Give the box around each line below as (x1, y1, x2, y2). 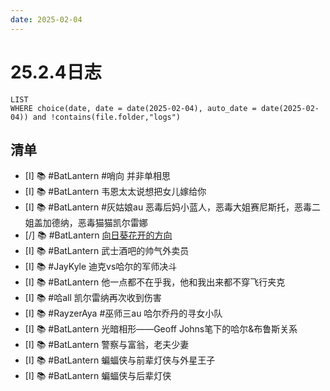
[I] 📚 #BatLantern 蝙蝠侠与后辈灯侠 (24, 370, 172, 382)
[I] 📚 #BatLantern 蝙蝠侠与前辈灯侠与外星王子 (24, 354, 216, 366)
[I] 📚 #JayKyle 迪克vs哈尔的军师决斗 (24, 261, 178, 273)
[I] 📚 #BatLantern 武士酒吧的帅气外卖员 (24, 245, 190, 257)
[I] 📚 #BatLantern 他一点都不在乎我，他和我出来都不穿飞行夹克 (24, 276, 286, 288)
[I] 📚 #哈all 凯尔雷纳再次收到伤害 (24, 292, 162, 304)
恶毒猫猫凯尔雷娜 (77, 217, 148, 229)
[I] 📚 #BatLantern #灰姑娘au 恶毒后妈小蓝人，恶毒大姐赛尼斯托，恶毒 (24, 201, 313, 213)
